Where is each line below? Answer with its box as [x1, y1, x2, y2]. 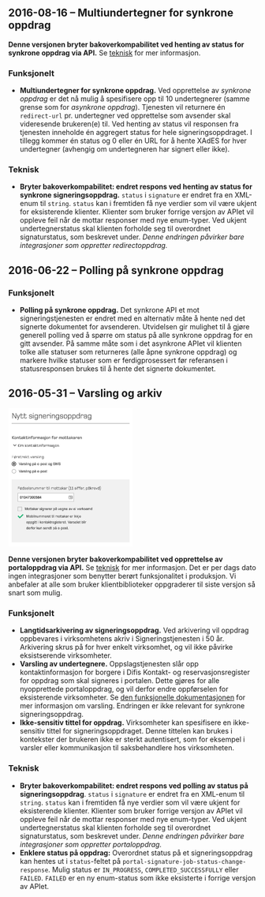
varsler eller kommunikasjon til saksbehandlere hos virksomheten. [19, 743, 235, 753]
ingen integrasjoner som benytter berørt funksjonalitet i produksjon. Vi [8, 572, 237, 581]
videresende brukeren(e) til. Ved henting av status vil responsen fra [19, 119, 239, 129]
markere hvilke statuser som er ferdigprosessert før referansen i [19, 355, 229, 366]
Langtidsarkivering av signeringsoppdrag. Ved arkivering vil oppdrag [19, 625, 249, 635]
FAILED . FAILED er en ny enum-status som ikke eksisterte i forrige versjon [19, 873, 256, 883]
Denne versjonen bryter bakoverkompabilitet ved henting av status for [8, 39, 244, 49]
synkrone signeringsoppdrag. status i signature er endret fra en [19, 190, 233, 200]
